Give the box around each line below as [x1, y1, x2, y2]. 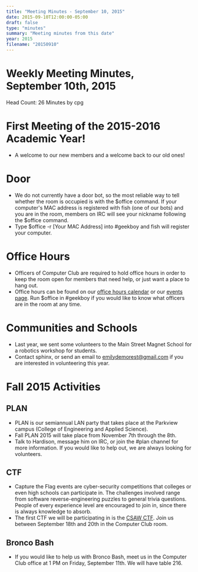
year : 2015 [6, 36, 33, 42]
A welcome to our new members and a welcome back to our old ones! [14, 151, 185, 158]
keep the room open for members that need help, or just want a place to [14, 275, 190, 283]
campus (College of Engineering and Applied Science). [14, 425, 148, 432]
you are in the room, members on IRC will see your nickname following [14, 210, 186, 217]
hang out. [14, 282, 38, 289]
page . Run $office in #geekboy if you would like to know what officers [14, 294, 185, 301]
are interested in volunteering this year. [14, 359, 110, 366]
